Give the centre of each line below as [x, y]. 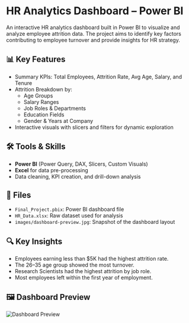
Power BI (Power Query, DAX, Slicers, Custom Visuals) [81, 164]
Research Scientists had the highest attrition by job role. [83, 271]
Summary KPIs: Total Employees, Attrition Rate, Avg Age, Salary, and [98, 77]
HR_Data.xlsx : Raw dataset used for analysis [69, 216]
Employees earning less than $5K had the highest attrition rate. [92, 259]
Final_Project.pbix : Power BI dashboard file [69, 210]
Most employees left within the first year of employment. [84, 278]
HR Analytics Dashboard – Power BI [95, 11]
